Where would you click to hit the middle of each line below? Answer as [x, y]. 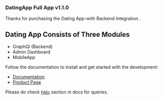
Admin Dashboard [31, 52]
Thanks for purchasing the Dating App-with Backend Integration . [73, 19]
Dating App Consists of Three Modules [68, 34]
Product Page [27, 82]
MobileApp [24, 58]
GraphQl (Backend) [33, 46]
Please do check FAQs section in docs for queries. [57, 92]
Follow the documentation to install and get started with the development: [82, 67]
